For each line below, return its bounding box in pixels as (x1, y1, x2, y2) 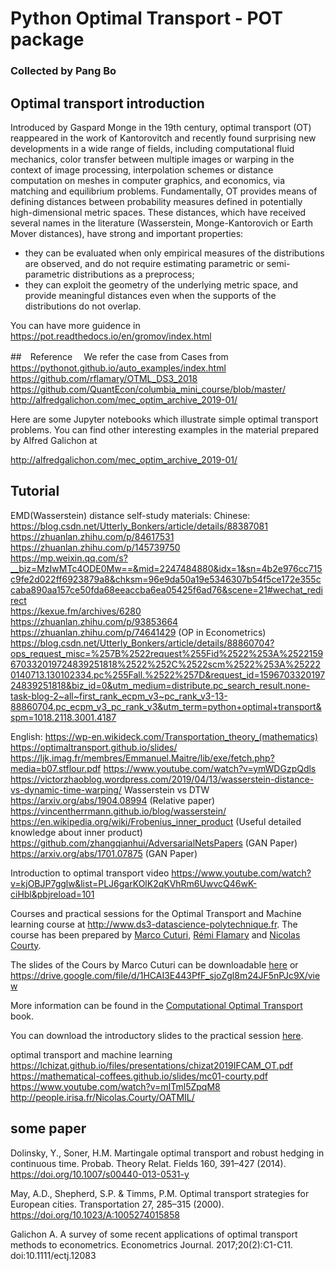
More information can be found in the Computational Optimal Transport (10, 999, 303, 1011)
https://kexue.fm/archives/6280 (10, 605, 142, 617)
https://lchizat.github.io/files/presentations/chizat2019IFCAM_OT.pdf (10, 1059, 293, 1071)
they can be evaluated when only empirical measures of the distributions (24, 247, 325, 259)
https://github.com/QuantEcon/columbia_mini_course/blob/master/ (10, 383, 286, 395)
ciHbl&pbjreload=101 (10, 888, 95, 900)
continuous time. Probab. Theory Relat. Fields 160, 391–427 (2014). (10, 1157, 287, 1169)
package (10, 28, 85, 51)
